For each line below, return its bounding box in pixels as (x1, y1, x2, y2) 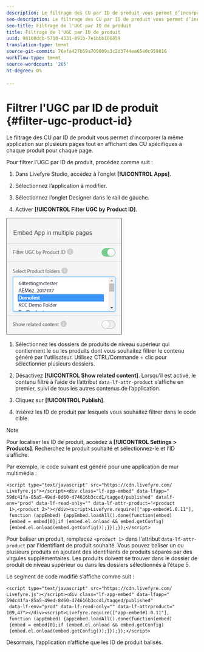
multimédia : (6, 470, 38, 477)
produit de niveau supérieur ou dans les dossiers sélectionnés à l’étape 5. (6, 561, 191, 569)
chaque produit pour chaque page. (6, 147, 93, 154)
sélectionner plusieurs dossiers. (15, 360, 95, 367)
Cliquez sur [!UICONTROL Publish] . (15, 397, 105, 404)
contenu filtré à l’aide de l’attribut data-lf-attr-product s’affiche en (15, 378, 184, 386)
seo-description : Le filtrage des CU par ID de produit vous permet (6, 16, 183, 23)
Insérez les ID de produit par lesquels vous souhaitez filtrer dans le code (15, 408, 196, 416)
